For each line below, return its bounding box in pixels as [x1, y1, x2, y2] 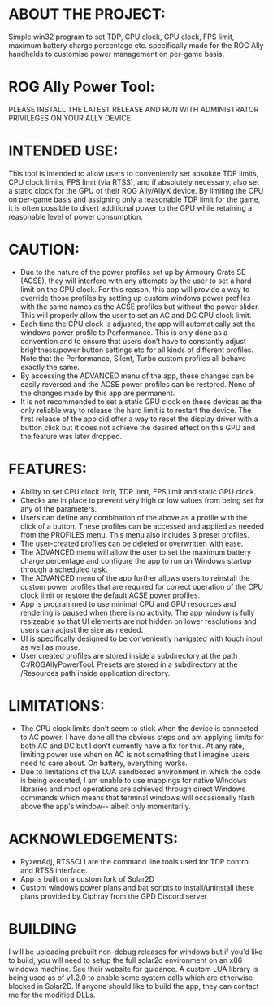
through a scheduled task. [19, 564, 108, 574]
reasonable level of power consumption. [8, 211, 144, 221]
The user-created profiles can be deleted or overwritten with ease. [19, 538, 244, 548]
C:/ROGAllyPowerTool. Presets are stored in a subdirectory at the [19, 660, 238, 669]
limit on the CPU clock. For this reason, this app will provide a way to [19, 284, 250, 294]
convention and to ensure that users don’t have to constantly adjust [19, 336, 246, 346]
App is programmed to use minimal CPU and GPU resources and [19, 599, 236, 608]
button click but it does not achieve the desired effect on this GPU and [19, 422, 256, 432]
